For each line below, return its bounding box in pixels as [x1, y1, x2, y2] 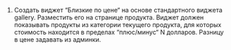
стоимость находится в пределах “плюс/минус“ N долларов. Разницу [13, 28, 224, 36]
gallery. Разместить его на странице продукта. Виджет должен [13, 13, 204, 22]
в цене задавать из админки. [13, 35, 101, 44]
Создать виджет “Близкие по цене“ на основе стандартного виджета [13, 6, 223, 14]
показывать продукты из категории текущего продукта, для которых [13, 21, 222, 28]
